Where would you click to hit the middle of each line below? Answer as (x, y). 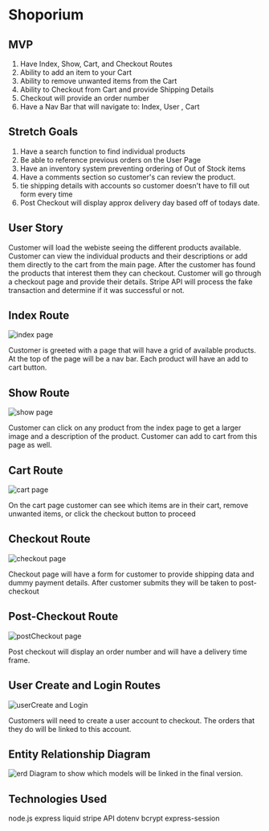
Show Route (39, 393)
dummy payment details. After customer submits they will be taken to (123, 582)
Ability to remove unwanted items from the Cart (98, 81)
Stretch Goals (43, 132)
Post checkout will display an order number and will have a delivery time (128, 651)
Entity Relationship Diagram (79, 754)
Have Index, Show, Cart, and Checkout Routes (96, 64)
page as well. (30, 445)
